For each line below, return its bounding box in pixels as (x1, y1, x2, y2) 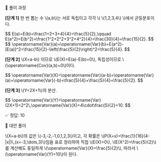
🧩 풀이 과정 (5, 5, 26, 10)
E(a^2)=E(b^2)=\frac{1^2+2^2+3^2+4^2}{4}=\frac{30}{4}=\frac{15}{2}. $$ (5, 36, 154, 42)
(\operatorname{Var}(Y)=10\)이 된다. (5, 151, 78, 157)
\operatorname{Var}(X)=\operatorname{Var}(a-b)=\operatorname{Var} (11, 72, 154, 78)
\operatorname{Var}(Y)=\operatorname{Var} (11, 97, 101, 103)
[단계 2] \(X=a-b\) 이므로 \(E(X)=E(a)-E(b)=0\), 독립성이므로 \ (5, 56, 124, 62)
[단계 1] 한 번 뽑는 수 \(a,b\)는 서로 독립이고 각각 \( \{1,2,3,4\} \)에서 (5, 15, 134, 21)
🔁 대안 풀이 (5, 123, 26, 128)
